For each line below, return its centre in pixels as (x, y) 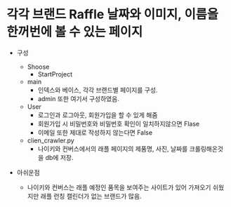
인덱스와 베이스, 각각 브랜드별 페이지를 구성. (98, 90)
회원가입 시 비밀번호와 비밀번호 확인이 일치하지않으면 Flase (119, 123)
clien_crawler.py (51, 140)
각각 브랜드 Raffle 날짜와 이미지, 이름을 (113, 14)
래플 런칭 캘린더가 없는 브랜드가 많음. (91, 196)
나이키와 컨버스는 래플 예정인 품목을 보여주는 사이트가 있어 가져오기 (119, 187)
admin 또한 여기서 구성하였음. (79, 98)
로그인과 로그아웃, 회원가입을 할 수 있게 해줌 (98, 115)
